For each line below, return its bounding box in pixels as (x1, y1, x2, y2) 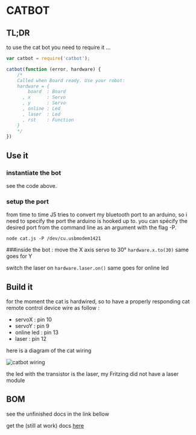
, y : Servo (22, 100, 66, 106)
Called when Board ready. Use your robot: (17, 77, 125, 83)
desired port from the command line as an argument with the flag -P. (6, 224, 177, 231)
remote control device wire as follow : (6, 304, 100, 312)
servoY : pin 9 (14, 323, 49, 330)
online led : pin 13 (14, 329, 59, 336)
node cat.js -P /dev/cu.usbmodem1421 (6, 236, 101, 242)
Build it (6, 282, 33, 292)
